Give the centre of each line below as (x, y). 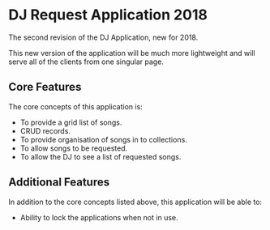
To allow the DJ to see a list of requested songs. (101, 156)
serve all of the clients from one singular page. (86, 62)
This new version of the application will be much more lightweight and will (132, 53)
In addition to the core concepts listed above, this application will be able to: (135, 202)
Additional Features (59, 183)
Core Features (45, 87)
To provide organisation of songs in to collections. (104, 139)
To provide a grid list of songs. (71, 122)
